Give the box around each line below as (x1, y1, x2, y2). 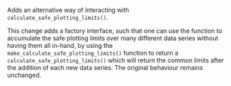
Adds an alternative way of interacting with (7, 6, 129, 14)
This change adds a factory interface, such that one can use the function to (7, 27, 223, 35)
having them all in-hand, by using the (7, 42, 113, 49)
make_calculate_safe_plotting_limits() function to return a (7, 49, 178, 57)
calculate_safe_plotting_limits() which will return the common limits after (7, 56, 224, 64)
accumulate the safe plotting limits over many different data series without (7, 34, 219, 42)
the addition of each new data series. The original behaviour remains (7, 64, 203, 71)
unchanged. (7, 71, 41, 79)
